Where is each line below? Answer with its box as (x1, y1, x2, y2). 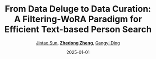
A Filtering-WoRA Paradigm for (14, 14, 142, 25)
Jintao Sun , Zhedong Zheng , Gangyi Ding (36, 40, 120, 45)
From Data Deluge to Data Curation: (5, 3, 151, 15)
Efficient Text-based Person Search (4, 24, 152, 35)
